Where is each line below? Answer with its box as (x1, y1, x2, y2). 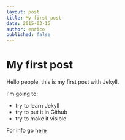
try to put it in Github (15, 108, 67, 116)
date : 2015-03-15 (6, 20, 51, 26)
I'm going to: (6, 90, 39, 98)
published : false (6, 32, 51, 38)
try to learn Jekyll (15, 102, 60, 109)
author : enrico (6, 26, 45, 32)
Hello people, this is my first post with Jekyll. (6, 78, 119, 86)
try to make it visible (15, 115, 67, 122)
